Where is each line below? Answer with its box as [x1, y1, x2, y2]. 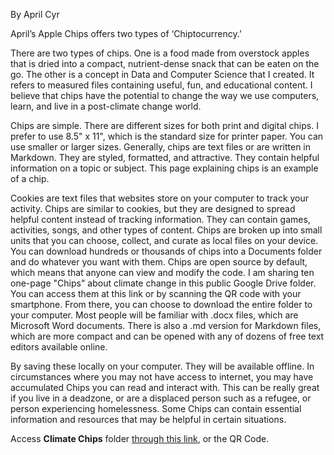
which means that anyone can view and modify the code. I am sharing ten [10, 267, 315, 278]
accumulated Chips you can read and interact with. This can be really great [10, 382, 320, 393]
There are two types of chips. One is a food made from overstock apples [10, 47, 310, 59]
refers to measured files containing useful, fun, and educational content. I [10, 79, 313, 91]
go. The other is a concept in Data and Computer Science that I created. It [10, 69, 315, 80]
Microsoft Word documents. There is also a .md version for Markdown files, [10, 320, 322, 331]
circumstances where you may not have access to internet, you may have [10, 371, 314, 383]
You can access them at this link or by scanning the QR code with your [10, 288, 302, 299]
